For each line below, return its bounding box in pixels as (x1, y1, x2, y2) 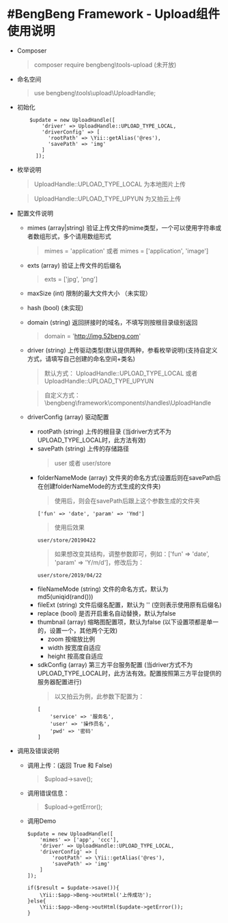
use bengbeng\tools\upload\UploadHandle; (33, 88, 156, 97)
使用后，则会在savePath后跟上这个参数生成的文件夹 (54, 496, 200, 505)
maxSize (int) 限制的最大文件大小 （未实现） (27, 289, 152, 297)
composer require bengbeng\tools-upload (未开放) (33, 60, 177, 68)
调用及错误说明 (16, 746, 59, 755)
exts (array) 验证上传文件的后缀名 (27, 261, 122, 269)
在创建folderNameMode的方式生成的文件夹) (37, 482, 161, 490)
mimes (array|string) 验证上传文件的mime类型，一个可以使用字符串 (27, 223, 216, 231)
